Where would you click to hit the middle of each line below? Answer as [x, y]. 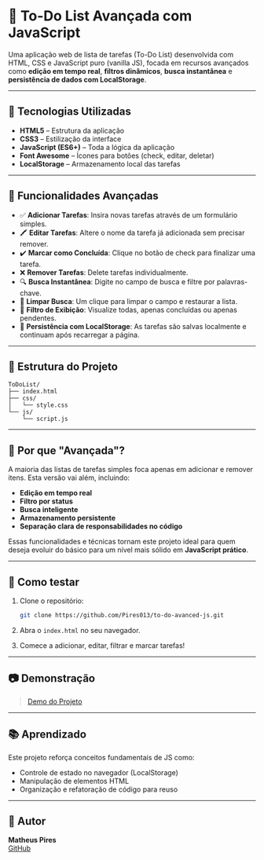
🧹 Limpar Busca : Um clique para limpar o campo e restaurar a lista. [128, 301]
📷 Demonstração [52, 679]
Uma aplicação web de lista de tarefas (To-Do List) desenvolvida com [121, 54]
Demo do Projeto [55, 701]
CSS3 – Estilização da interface [70, 139]
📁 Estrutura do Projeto [63, 366]
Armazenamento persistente [68, 518]
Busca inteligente [49, 510]
